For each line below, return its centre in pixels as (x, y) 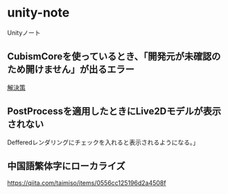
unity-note (38, 13)
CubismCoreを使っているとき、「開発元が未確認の (114, 57)
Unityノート (24, 32)
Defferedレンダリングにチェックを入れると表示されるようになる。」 (103, 142)
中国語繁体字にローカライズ (67, 166)
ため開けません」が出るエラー (71, 69)
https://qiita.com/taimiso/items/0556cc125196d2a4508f (87, 183)
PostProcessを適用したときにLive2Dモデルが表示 (114, 111)
